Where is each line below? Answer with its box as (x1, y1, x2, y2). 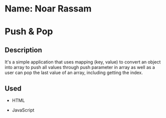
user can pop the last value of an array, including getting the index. (5, 69, 143, 75)
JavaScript (12, 107, 35, 113)
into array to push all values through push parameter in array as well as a (5, 64, 155, 70)
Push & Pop (5, 26, 53, 37)
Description (5, 45, 42, 54)
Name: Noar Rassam (5, 3, 92, 14)
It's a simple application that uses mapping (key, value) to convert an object (5, 59, 161, 65)
